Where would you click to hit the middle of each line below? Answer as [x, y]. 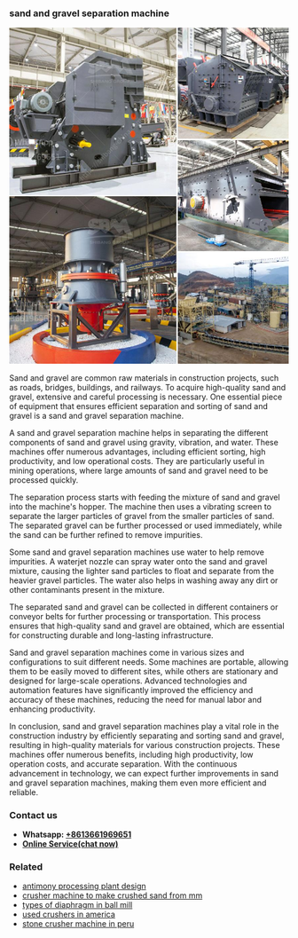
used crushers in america [68, 914]
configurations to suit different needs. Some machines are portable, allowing [149, 662]
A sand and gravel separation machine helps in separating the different [139, 432]
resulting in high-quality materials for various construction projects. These [145, 745]
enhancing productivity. [52, 709]
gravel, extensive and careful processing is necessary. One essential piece [146, 397]
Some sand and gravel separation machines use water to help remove [137, 552]
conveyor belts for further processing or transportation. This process [135, 616]
